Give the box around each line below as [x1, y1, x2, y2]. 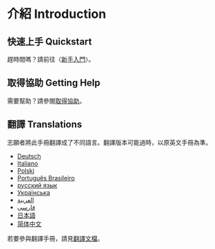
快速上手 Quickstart [7, 36, 92, 47]
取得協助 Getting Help [7, 77, 101, 89]
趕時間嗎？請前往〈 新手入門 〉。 [7, 56, 95, 63]
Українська [16, 188, 50, 196]
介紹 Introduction [7, 6, 106, 22]
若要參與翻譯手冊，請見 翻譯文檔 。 [7, 234, 104, 242]
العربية [16, 195, 34, 204]
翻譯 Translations [7, 119, 82, 130]
